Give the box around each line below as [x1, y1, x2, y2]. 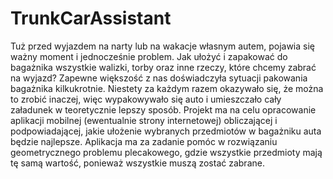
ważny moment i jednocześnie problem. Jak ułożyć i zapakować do [10, 50, 288, 62]
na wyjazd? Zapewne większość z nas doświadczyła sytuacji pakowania [10, 72, 308, 84]
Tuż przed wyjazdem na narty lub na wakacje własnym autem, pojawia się [10, 40, 316, 52]
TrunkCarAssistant [10, 7, 172, 30]
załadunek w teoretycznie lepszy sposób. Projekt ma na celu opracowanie [10, 103, 317, 116]
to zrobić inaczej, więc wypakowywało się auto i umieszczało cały [10, 93, 282, 105]
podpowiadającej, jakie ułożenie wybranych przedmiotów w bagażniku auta [10, 125, 322, 137]
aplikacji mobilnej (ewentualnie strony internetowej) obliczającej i [10, 114, 278, 126]
